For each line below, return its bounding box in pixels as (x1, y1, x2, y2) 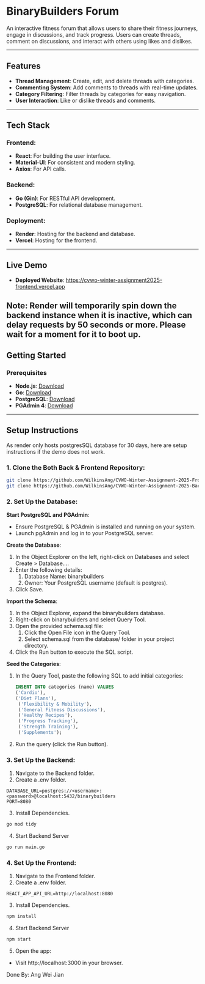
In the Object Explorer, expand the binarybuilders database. (15, 610, 165, 617)
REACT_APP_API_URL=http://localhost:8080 (6, 891, 113, 897)
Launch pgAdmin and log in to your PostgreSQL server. (15, 530, 154, 537)
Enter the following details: (15, 566, 82, 574)
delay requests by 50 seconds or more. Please (6, 320, 186, 330)
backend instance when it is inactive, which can (6, 310, 192, 320)
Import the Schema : (6, 597, 58, 605)
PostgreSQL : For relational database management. (15, 201, 143, 209)
